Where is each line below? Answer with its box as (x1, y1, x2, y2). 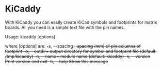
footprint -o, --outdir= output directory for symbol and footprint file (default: (5, 48, 157, 54)
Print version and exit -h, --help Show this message (5, 58, 108, 64)
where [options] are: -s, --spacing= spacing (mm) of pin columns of (5, 43, 141, 49)
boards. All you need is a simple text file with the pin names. (5, 24, 125, 30)
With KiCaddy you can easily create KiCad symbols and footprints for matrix (5, 19, 157, 25)
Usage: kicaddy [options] (5, 34, 56, 40)
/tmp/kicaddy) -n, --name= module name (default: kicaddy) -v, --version (5, 53, 150, 59)
